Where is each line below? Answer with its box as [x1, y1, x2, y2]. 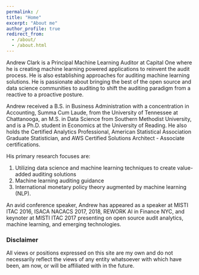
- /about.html [11, 43, 47, 49]
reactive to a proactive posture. [6, 91, 84, 98]
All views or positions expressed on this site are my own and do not [6, 249, 173, 256]
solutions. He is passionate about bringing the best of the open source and [6, 78, 191, 85]
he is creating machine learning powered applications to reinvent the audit [6, 65, 190, 72]
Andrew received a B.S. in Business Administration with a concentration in [6, 102, 189, 110]
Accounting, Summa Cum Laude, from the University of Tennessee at [6, 109, 179, 116]
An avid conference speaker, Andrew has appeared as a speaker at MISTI [6, 201, 189, 208]
